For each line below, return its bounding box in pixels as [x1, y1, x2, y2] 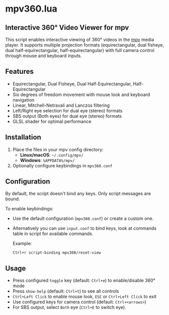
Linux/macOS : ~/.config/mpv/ [20, 152, 84, 158]
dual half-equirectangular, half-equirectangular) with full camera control [5, 48, 155, 53]
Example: [12, 241, 32, 247]
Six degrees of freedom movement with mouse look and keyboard [12, 92, 150, 98]
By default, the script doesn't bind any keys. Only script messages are [5, 191, 151, 197]
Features [5, 67, 34, 76]
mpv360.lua [5, 3, 58, 15]
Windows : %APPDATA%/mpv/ [20, 157, 75, 163]
